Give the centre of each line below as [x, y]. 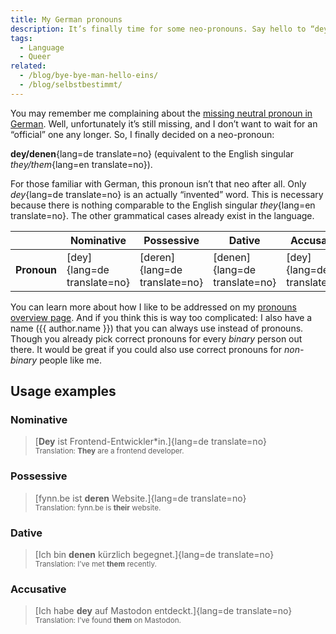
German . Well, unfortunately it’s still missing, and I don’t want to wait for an [164, 123]
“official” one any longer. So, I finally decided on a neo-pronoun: [142, 134]
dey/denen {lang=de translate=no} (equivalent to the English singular [152, 153]
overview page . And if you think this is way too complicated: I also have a [161, 317]
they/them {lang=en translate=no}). [81, 164]
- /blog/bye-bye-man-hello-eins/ [89, 76]
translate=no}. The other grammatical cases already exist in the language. [162, 215]
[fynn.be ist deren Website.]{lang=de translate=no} [140, 498]
